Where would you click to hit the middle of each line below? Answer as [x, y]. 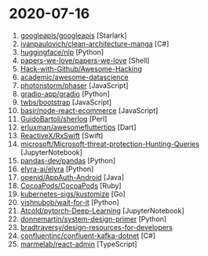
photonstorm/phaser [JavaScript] [74, 85]
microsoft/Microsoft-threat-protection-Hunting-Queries [109, 144]
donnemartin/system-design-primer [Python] [93, 219]
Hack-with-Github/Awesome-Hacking [81, 68]
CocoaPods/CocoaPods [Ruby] [71, 185]
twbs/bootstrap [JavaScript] [66, 102]
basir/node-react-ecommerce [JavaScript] [89, 110]
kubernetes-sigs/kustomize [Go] [73, 194]
